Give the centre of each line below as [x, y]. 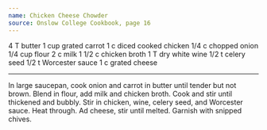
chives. [20, 119]
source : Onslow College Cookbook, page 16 [79, 23]
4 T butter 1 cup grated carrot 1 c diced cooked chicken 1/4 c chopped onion [133, 45]
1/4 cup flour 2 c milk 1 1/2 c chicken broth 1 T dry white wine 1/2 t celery [127, 54]
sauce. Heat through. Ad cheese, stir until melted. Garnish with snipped [125, 110]
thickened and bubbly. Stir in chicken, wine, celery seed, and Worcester [126, 102]
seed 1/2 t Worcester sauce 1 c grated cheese [83, 62]
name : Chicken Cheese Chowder [58, 15]
